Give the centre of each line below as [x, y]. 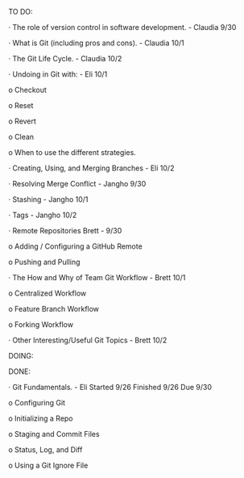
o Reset [21, 105]
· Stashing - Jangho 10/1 [48, 199]
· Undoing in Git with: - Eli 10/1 [58, 74]
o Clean [21, 137]
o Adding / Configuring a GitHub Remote [75, 246]
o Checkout [27, 90]
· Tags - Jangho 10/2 [43, 215]
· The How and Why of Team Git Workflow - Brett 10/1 [97, 277]
